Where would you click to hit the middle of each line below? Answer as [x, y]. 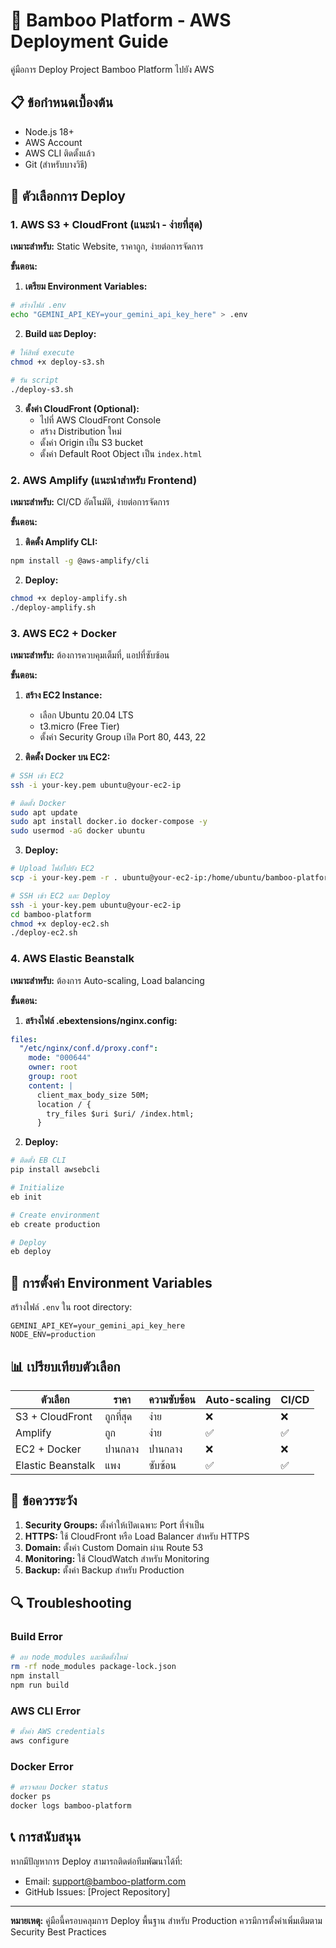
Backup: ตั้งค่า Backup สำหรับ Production [104, 1570]
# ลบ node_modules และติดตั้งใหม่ [69, 1657]
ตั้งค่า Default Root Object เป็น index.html [121, 453]
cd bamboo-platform [51, 914]
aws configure [40, 1741]
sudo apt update [44, 812]
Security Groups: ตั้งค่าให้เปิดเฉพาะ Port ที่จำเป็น [114, 1525]
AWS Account [53, 142]
